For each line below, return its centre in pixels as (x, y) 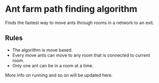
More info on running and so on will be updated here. (59, 75)
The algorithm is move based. (42, 50)
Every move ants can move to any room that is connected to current (81, 55)
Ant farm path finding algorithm (71, 9)
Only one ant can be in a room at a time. (53, 65)
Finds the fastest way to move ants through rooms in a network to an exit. (79, 23)
